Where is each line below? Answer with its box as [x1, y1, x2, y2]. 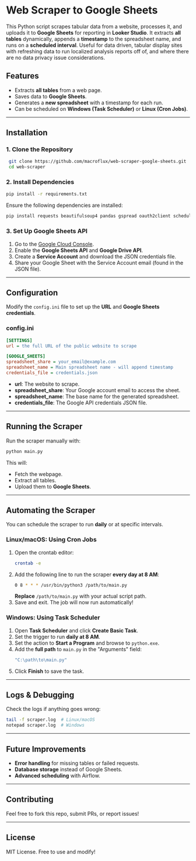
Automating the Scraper [6, 505, 96, 515]
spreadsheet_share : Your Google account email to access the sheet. [14, 386, 181, 393]
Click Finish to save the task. [14, 668, 85, 675]
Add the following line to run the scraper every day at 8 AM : [14, 571, 159, 578]
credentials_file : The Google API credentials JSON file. [14, 399, 148, 406]
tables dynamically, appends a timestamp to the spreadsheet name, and [6, 35, 181, 42]
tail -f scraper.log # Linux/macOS [6, 717, 95, 723]
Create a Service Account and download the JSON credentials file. [14, 253, 177, 260]
